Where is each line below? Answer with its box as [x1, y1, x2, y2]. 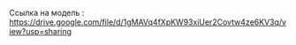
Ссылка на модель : [9, 8, 85, 18]
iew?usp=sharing [9, 26, 72, 36]
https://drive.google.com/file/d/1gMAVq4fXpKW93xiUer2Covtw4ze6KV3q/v [9, 17, 287, 27]
